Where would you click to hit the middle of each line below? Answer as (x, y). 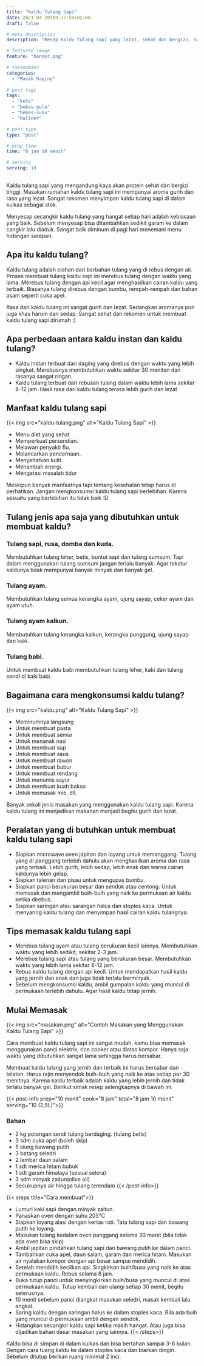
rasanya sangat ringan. (44, 376)
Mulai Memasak (37, 1010)
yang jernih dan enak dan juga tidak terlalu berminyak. (83, 978)
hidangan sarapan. (30, 236)
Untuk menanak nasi (41, 741)
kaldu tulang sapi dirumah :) (41, 320)
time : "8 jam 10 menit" (36, 152)
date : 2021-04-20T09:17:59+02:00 (49, 18)
